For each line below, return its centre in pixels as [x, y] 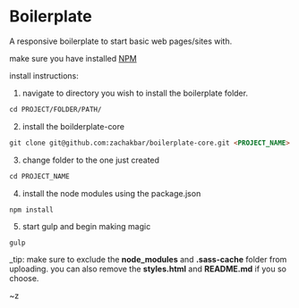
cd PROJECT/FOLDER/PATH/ [56, 109]
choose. [24, 279]
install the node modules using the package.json [111, 193]
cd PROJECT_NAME [39, 176]
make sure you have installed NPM [73, 58]
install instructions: [44, 75]
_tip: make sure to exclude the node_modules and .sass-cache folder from [148, 260]
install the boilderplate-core [73, 126]
